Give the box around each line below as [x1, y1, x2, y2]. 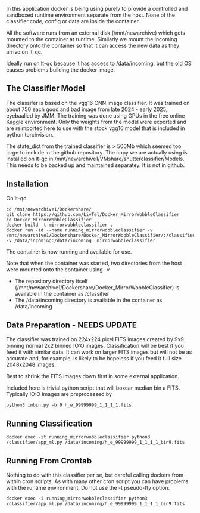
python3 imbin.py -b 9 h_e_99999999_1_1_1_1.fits [6, 402, 132, 408]
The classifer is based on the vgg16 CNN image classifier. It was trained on [6, 99, 190, 106]
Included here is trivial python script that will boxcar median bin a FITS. [6, 384, 180, 391]
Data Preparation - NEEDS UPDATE [6, 320, 137, 330]
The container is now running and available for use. [6, 248, 132, 255]
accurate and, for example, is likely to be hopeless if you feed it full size [6, 355, 182, 362]
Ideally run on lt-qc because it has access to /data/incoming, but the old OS [6, 60, 192, 67]
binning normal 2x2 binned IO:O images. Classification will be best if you [6, 342, 185, 350]
